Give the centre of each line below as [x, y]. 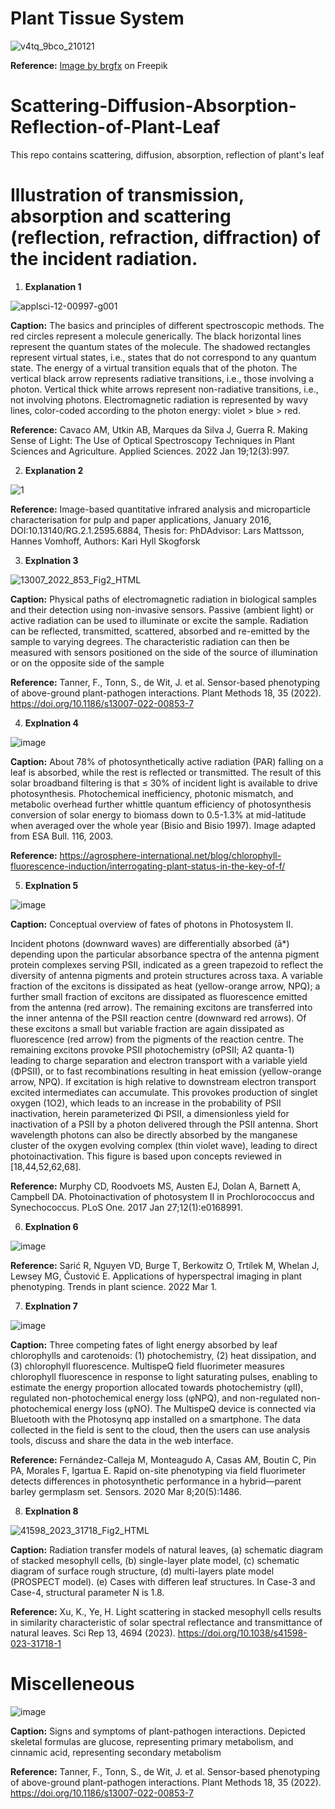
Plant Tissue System [97, 18]
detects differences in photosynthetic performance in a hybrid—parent [156, 1481]
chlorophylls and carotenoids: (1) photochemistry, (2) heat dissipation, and [163, 1355]
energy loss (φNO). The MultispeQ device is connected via [195, 1408]
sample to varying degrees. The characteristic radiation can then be [150, 641]
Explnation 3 [51, 560]
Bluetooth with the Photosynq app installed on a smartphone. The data [156, 1419]
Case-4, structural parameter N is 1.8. [87, 1592]
